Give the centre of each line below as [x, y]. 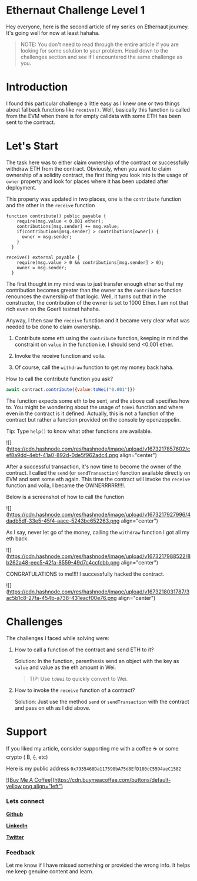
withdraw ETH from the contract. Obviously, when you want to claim [89, 168]
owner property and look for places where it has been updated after [87, 181]
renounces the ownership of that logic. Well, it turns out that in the [86, 296]
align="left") [48, 786]
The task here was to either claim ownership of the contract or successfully [98, 162]
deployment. [21, 187]
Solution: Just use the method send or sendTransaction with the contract [102, 701]
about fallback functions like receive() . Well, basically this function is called [98, 109]
